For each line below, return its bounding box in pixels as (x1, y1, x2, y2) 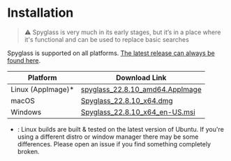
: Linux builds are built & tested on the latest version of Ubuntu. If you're (17, 125, 225, 133)
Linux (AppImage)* (10, 84, 75, 94)
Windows (10, 107, 42, 116)
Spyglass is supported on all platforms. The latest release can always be (7, 49, 215, 57)
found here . (7, 56, 40, 64)
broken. (17, 147, 40, 155)
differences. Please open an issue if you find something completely (17, 139, 211, 148)
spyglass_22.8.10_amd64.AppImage (80, 84, 202, 94)
